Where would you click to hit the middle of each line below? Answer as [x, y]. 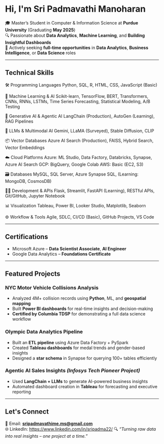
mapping [21, 304]
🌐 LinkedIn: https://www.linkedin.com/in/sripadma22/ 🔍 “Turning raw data [81, 429]
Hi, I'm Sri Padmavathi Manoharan [75, 9]
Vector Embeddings [25, 147]
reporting [21, 392]
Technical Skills [30, 73]
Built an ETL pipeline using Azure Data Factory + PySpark [70, 342]
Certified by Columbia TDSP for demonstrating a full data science [79, 314]
